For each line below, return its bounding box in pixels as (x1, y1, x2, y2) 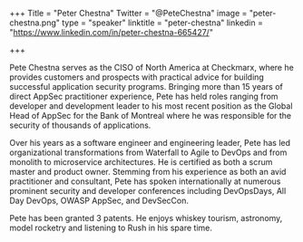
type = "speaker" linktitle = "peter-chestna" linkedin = (62, 17, 263, 28)
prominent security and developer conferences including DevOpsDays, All (9, 186, 287, 196)
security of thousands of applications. (9, 120, 151, 131)
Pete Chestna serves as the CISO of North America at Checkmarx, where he (9, 63, 295, 73)
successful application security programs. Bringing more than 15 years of (9, 82, 283, 92)
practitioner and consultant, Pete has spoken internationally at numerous (9, 176, 281, 187)
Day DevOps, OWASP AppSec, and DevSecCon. (9, 195, 189, 206)
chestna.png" (9, 17, 61, 28)
